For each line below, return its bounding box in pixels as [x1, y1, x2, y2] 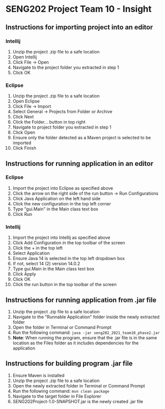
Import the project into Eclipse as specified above [12, 185, 113, 191]
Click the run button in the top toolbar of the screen [12, 281, 117, 287]
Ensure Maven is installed [12, 372, 65, 378]
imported [12, 140, 31, 146]
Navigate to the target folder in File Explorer [12, 393, 101, 399]
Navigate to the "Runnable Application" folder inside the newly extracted [12, 314, 160, 320]
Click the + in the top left [12, 245, 63, 251]
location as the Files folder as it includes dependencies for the [12, 340, 139, 346]
